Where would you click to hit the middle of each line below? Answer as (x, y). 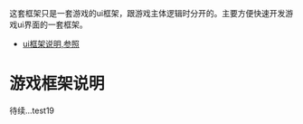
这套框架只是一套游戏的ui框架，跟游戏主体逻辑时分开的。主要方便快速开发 (147, 13)
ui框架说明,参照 (51, 44)
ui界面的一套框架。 (52, 24)
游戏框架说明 (57, 84)
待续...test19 (32, 110)
